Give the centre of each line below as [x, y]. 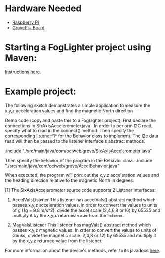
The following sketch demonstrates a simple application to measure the [78, 105]
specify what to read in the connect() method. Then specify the [70, 130]
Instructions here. [23, 72]
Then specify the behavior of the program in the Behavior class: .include [79, 160]
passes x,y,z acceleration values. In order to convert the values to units [85, 205]
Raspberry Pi [25, 22]
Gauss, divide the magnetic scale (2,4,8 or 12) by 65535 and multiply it [84, 235]
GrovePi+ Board [28, 27]
